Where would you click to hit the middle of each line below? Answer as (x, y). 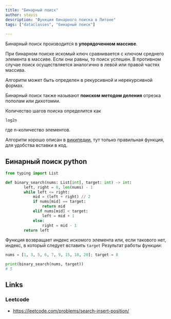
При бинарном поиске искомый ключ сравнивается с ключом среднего (85, 54)
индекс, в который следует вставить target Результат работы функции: (84, 246)
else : (39, 221)
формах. (15, 86)
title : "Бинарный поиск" (32, 10)
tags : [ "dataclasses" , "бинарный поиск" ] (50, 24)
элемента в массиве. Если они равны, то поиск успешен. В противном (83, 59)
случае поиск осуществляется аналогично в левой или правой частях (83, 65)
